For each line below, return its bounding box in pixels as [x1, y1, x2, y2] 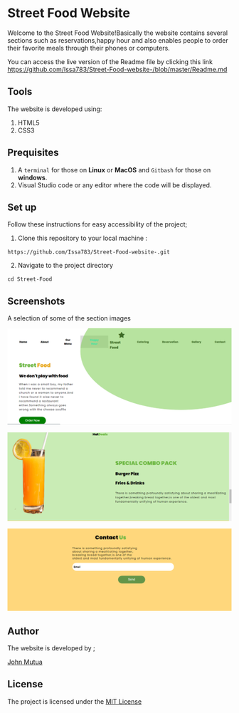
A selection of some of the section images [7, 314, 132, 323]
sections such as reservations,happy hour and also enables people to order [7, 36, 229, 44]
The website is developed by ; [7, 643, 95, 652]
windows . [17, 173, 48, 182]
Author [7, 625, 39, 637]
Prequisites [7, 147, 59, 159]
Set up [7, 201, 37, 213]
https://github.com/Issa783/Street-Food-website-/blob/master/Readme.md [7, 65, 228, 73]
